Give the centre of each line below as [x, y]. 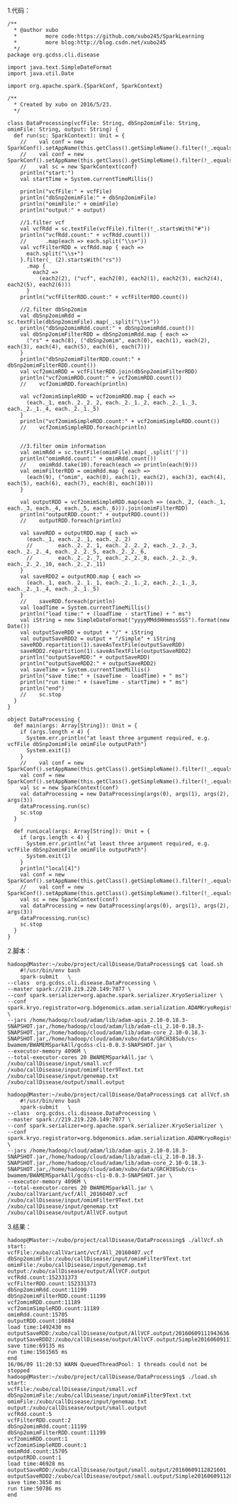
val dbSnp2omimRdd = [50, 316]
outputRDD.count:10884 [41, 1321]
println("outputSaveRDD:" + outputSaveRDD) [85, 657]
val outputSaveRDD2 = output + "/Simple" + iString [98, 639]
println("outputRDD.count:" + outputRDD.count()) [95, 515]
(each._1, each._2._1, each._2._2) [79, 539]
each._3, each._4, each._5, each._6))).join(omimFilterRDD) [98, 508]
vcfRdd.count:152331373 [42, 1278]
